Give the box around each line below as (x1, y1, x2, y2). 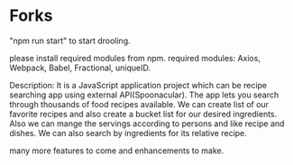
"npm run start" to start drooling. (9, 35, 131, 46)
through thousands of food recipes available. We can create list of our (9, 98, 269, 109)
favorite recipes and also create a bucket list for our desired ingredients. (9, 108, 278, 119)
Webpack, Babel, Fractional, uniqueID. (9, 62, 151, 73)
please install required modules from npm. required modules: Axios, (9, 52, 261, 63)
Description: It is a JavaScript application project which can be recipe (9, 79, 268, 90)
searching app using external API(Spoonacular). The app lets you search (9, 89, 279, 100)
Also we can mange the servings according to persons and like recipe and (9, 118, 285, 129)
